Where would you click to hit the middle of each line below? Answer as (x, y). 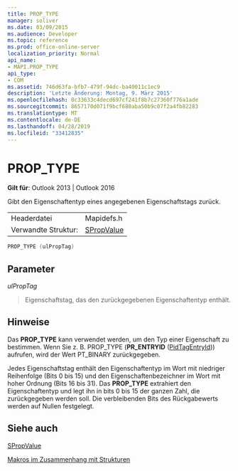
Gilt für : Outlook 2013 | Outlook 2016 (61, 188)
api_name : (22, 60)
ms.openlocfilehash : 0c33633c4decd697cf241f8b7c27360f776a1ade (103, 100)
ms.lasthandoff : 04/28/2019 (49, 126)
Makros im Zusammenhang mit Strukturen (69, 459)
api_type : (22, 73)
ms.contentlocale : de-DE (44, 120)
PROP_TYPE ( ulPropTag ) (41, 247)
